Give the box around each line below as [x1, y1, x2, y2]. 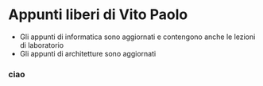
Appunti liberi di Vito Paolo [8, 6, 188, 24]
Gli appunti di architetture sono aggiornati [19, 49, 157, 58]
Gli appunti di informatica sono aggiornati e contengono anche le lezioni [19, 32, 256, 41]
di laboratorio [19, 40, 64, 49]
